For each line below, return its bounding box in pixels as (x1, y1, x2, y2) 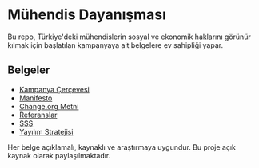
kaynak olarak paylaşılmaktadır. (7, 150, 111, 160)
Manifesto (18, 93, 53, 103)
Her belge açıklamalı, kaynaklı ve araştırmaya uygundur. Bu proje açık (7, 142, 237, 152)
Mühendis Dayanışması (7, 6, 167, 24)
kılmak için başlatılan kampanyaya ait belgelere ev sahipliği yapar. (7, 40, 224, 49)
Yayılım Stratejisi (18, 127, 74, 136)
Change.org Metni (18, 101, 79, 111)
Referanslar (18, 110, 58, 119)
